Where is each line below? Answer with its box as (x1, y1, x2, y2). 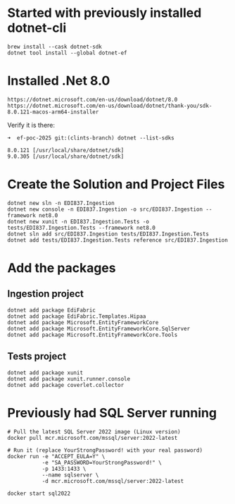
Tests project (7, 350, 67, 362)
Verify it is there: (7, 121, 55, 129)
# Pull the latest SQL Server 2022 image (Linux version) (7, 428, 181, 435)
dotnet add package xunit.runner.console (7, 375, 131, 382)
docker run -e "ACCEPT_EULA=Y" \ (7, 453, 106, 460)
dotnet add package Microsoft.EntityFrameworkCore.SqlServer (7, 325, 191, 332)
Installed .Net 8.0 (7, 73, 110, 89)
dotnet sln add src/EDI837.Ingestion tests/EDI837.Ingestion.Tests (7, 231, 210, 238)
